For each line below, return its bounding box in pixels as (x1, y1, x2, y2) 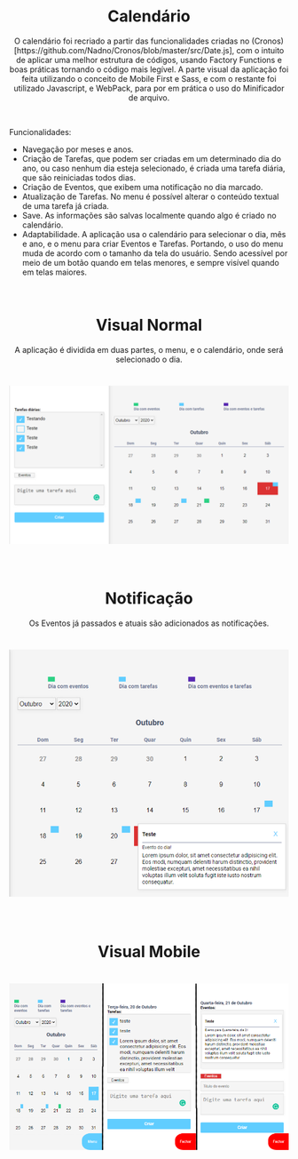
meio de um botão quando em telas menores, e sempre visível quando (21, 257, 279, 268)
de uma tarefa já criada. (21, 200, 109, 211)
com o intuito (236, 44, 285, 55)
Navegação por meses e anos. (21, 144, 135, 155)
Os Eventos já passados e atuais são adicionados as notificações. (28, 618, 270, 628)
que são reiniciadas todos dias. (21, 172, 136, 183)
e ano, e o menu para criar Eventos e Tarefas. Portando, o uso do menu (21, 238, 284, 249)
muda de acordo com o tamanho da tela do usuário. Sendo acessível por (21, 247, 288, 259)
